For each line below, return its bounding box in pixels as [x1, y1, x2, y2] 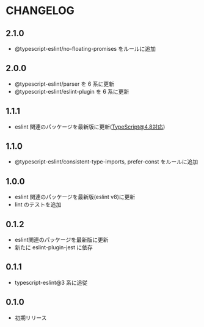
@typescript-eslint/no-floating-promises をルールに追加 [14, 45, 156, 52]
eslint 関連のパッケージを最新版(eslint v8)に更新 [14, 194, 136, 201]
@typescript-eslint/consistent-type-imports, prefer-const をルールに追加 [14, 158, 199, 165]
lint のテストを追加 [14, 201, 62, 208]
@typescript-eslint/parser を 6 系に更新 [14, 80, 114, 88]
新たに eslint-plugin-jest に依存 [14, 244, 93, 251]
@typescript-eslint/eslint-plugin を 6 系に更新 [14, 88, 129, 95]
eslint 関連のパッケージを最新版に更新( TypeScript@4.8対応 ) [14, 123, 166, 130]
